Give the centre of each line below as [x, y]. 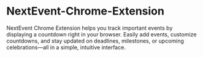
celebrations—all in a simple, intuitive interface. [66, 47]
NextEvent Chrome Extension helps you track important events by [90, 28]
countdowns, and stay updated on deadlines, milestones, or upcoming [95, 41]
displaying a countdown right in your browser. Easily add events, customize [101, 34]
